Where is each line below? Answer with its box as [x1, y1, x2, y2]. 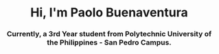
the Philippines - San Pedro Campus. [46, 38, 172, 47]
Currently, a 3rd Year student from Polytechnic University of [6, 29, 212, 39]
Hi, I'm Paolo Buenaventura [30, 5, 188, 21]
